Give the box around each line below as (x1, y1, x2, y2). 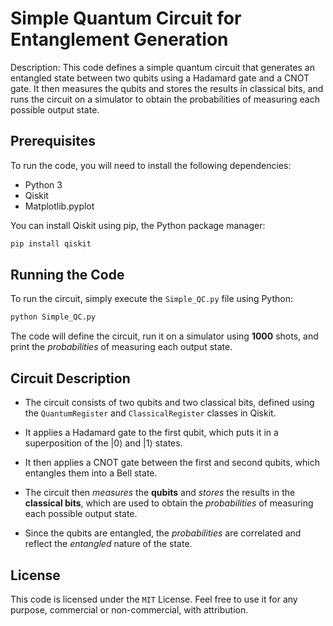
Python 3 (24, 178, 63, 191)
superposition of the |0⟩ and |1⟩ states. (24, 437, 183, 449)
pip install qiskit (10, 238, 92, 249)
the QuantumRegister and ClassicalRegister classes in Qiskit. (24, 407, 277, 419)
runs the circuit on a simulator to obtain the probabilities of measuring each (10, 93, 320, 105)
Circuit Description (10, 370, 131, 387)
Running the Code (10, 267, 125, 284)
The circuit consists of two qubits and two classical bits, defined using (24, 397, 315, 409)
